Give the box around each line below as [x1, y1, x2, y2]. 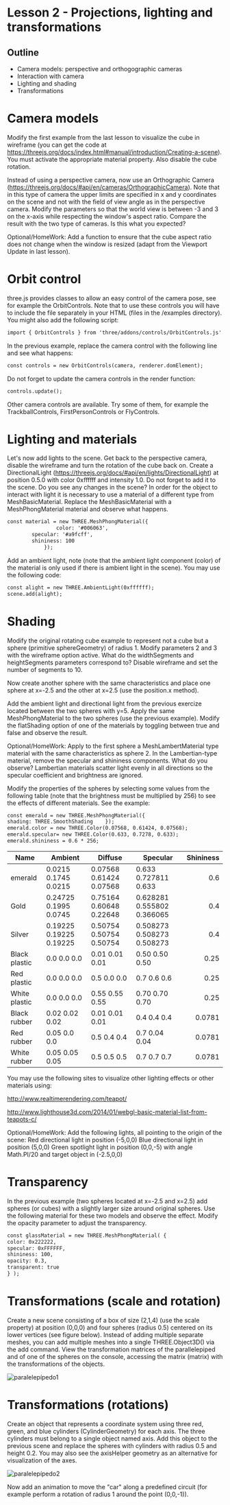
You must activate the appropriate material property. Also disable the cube [7, 155, 217, 163]
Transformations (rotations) [7, 1397, 169, 1413]
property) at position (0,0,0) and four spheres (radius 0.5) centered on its [7, 1323, 214, 1332]
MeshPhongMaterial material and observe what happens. [7, 505, 169, 514]
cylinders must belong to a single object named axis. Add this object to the [7, 1434, 218, 1443]
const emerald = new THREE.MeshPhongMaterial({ [7, 812, 146, 819]
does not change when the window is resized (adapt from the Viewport [7, 240, 207, 248]
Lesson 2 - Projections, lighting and [7, 5, 214, 21]
